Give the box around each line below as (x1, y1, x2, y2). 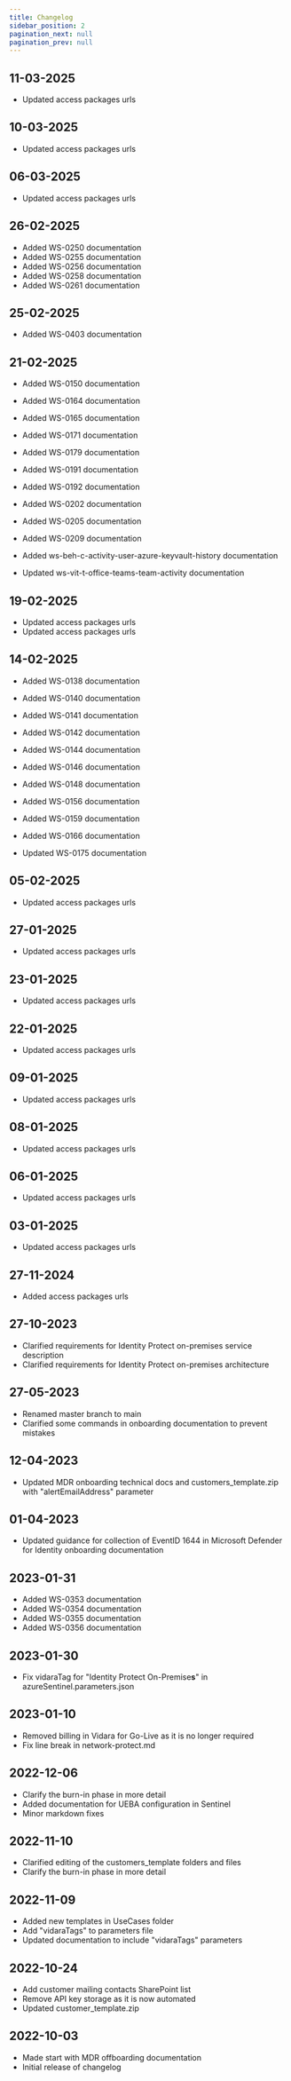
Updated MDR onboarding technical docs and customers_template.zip (21, 1476, 279, 1487)
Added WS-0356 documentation (21, 1622, 142, 1634)
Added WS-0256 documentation (21, 261, 142, 272)
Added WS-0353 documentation (21, 1594, 142, 1605)
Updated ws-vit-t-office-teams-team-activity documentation (21, 567, 245, 578)
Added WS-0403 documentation (21, 329, 142, 340)
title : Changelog (9, 12, 74, 22)
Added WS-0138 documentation (21, 676, 140, 686)
